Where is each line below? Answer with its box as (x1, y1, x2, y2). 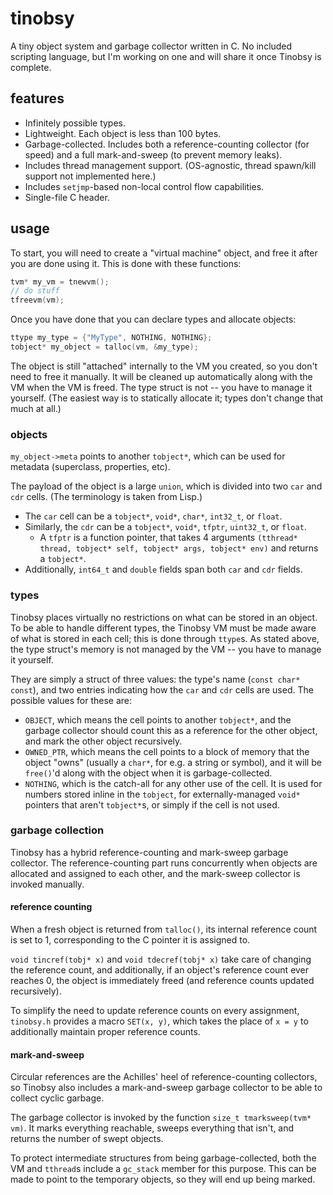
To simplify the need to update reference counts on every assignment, (10, 1005, 300, 1017)
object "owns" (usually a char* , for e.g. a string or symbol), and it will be (24, 756, 322, 768)
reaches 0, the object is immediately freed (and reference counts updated (10, 975, 315, 987)
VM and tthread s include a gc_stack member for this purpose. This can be (10, 1163, 317, 1175)
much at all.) (10, 402, 62, 414)
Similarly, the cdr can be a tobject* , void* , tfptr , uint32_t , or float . (24, 521, 307, 533)
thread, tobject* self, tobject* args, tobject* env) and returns (39, 542, 319, 554)
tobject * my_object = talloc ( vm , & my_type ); (10, 342, 199, 352)
